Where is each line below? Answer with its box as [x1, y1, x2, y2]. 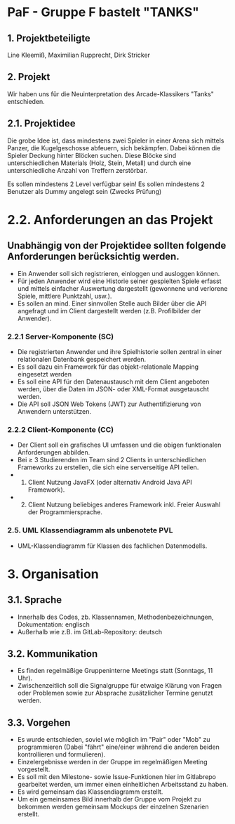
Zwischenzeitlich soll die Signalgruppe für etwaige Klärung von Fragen [17, 681, 222, 690]
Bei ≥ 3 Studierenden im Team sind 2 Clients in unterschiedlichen [17, 456, 207, 464]
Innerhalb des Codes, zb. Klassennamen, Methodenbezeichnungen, [17, 613, 214, 621]
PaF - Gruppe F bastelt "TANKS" [7, 4, 200, 20]
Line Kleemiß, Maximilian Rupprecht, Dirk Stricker [7, 51, 151, 59]
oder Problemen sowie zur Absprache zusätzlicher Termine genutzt [17, 689, 213, 698]
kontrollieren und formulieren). [17, 750, 106, 759]
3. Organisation [7, 566, 100, 582]
